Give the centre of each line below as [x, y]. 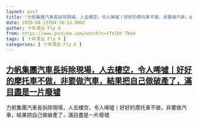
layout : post [22, 12]
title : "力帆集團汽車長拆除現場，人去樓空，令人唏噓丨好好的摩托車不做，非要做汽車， [98, 17]
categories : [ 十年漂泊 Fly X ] [44, 45]
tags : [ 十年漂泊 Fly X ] [36, 39]
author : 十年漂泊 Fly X [33, 28]
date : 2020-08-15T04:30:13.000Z [46, 22]
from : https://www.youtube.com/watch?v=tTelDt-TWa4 [71, 34]
